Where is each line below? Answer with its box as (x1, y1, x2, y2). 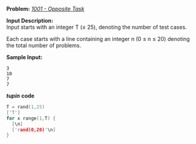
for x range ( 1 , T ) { (6, 115, 56, 121)
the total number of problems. (6, 42, 81, 49)
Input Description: (6, 17, 54, 24)
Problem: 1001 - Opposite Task (6, 5, 84, 12)
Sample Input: (6, 54, 43, 60)
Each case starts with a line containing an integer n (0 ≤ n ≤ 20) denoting (6, 35, 191, 42)
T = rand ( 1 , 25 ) (6, 104, 45, 110)
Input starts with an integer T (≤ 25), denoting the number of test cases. (6, 24, 187, 31)
